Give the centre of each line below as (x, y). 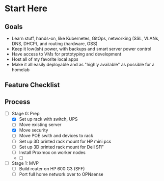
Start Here (26, 9)
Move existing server (40, 125)
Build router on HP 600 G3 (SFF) (52, 168)
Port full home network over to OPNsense (61, 174)
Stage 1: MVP (25, 163)
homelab (21, 70)
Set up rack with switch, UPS (48, 119)
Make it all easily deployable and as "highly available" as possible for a (83, 65)
